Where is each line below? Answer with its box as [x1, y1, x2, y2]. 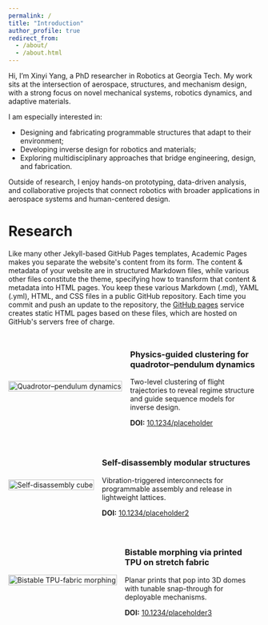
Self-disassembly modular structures [102, 458, 250, 469]
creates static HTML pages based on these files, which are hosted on [8, 308, 238, 317]
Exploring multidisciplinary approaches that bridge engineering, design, [19, 153, 256, 163]
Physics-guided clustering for [130, 349, 250, 360]
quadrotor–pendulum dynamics [130, 358, 256, 369]
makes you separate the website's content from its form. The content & [8, 257, 243, 267]
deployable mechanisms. [124, 592, 207, 602]
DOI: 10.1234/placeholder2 [102, 508, 190, 518]
